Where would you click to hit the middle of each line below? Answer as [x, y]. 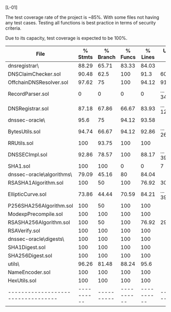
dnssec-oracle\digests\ [36, 239]
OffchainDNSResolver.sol [38, 82]
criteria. [13, 28]
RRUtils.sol [21, 143]
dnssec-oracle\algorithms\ [40, 174]
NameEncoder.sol [29, 272]
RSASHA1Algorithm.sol [36, 183]
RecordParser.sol [28, 94]
